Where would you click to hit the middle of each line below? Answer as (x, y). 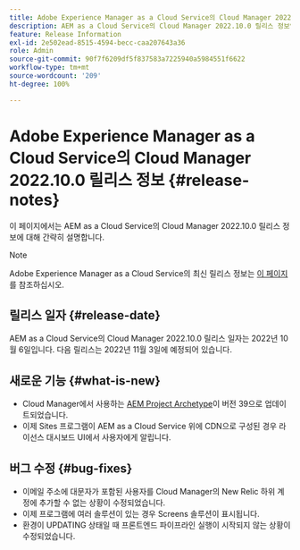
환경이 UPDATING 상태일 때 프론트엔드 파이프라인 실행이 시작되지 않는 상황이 (156, 525)
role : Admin (31, 51)
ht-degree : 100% (39, 84)
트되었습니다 (44, 415)
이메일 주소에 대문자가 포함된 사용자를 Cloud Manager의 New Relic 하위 (149, 491)
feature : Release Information (66, 34)
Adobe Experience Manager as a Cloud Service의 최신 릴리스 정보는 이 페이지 (149, 273)
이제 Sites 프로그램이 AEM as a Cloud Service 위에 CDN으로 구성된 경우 (150, 427)
